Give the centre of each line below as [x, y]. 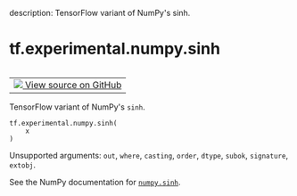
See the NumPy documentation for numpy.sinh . [95, 182]
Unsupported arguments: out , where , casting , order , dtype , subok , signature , [148, 155]
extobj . [22, 165]
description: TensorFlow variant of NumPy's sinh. [100, 13]
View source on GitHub [74, 85]
